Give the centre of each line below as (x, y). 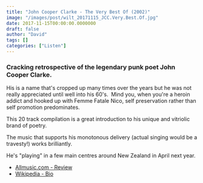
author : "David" (27, 35)
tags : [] (17, 40)
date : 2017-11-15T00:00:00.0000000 (51, 23)
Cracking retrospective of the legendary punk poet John (91, 67)
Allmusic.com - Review (44, 167)
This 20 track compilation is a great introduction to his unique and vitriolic (98, 119)
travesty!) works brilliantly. (39, 144)
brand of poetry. (27, 126)
